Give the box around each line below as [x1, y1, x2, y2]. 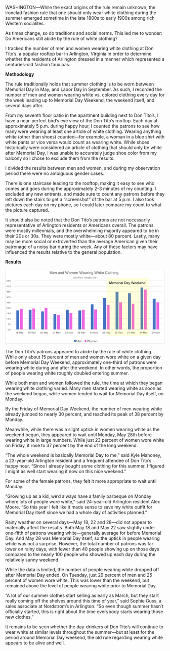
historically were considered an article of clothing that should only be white [5, 145, 162, 151]
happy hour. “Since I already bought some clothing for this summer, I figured [5, 462, 164, 469]
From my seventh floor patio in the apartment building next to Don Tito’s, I [5, 112, 159, 118]
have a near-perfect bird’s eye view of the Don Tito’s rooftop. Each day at [5, 118, 158, 123]
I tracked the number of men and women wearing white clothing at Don [5, 45, 154, 51]
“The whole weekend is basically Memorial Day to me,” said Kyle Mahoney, [5, 452, 162, 458]
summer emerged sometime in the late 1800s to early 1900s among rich [5, 15, 155, 21]
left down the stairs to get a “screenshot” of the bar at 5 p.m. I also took [5, 197, 154, 202]
